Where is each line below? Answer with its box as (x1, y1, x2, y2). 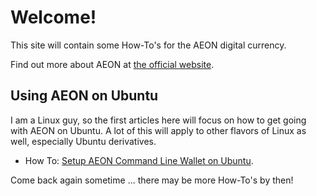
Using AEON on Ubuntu (10, 87, 159, 105)
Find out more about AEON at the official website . (10, 58, 215, 70)
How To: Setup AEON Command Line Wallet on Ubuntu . (24, 154, 254, 166)
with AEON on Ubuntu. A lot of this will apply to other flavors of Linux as (10, 124, 307, 136)
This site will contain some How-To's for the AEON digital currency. (10, 39, 287, 51)
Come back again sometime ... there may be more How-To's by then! (10, 174, 294, 186)
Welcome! (10, 6, 97, 29)
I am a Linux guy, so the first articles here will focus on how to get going (10, 114, 307, 126)
